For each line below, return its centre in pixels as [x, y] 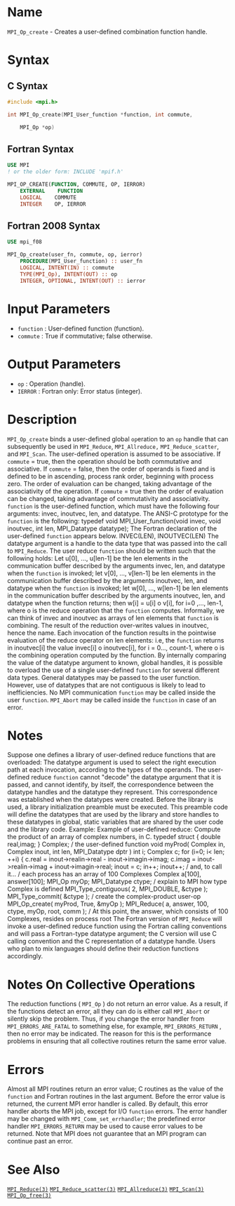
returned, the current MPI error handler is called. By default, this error [108, 1104]
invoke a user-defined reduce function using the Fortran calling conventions [117, 926]
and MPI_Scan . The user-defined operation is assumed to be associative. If [114, 454]
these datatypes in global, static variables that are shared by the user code [115, 822]
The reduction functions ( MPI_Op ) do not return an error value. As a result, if [117, 1004]
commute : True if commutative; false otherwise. [85, 336]
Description [42, 419]
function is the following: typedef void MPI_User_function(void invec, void [114, 521]
